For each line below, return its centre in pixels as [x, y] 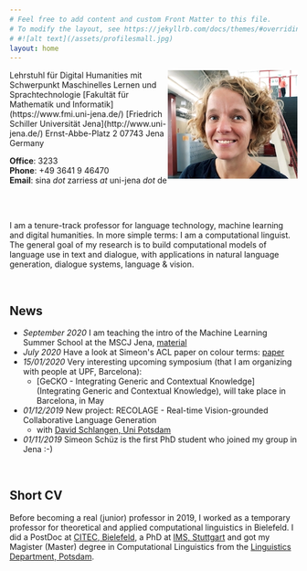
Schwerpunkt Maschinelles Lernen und [83, 85]
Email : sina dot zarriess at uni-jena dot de [88, 180]
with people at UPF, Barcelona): [82, 372]
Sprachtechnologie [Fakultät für [69, 95]
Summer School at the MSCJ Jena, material [105, 343]
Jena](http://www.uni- [124, 124]
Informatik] [93, 104]
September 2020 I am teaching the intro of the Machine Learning [145, 333]
